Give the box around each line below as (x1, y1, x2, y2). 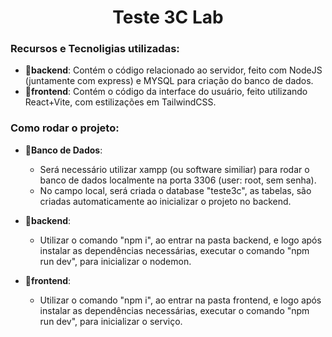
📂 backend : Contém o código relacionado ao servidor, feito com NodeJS (24, 64, 323, 76)
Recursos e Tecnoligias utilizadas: (10, 42, 180, 56)
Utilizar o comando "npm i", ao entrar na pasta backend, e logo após (39, 234, 322, 246)
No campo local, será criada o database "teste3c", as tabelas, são (39, 184, 312, 196)
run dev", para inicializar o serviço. (39, 315, 183, 327)
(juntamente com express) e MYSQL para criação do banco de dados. (24, 75, 314, 87)
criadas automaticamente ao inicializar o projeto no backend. (39, 195, 292, 207)
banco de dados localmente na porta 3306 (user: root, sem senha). (39, 174, 317, 186)
